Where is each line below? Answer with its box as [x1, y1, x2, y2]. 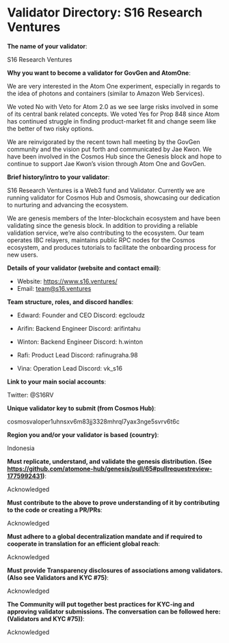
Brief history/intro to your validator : [7, 173, 110, 181]
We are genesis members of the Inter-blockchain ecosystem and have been [7, 214, 221, 222]
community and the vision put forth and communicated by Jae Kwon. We [7, 145, 212, 153]
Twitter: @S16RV [7, 390, 54, 399]
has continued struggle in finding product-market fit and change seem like [7, 117, 217, 125]
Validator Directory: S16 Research [7, 5, 203, 21]
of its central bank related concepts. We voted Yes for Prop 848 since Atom [7, 110, 220, 118]
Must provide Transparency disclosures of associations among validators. [7, 566, 223, 574]
